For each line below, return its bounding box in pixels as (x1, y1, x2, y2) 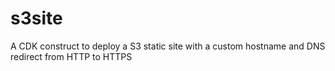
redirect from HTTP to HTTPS (10, 50, 133, 62)
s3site (10, 7, 63, 30)
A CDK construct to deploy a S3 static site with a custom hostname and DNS (10, 40, 326, 52)
